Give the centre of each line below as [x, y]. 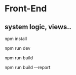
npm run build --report [28, 67]
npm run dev [18, 48]
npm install [16, 38]
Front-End [26, 9]
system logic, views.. [38, 27]
